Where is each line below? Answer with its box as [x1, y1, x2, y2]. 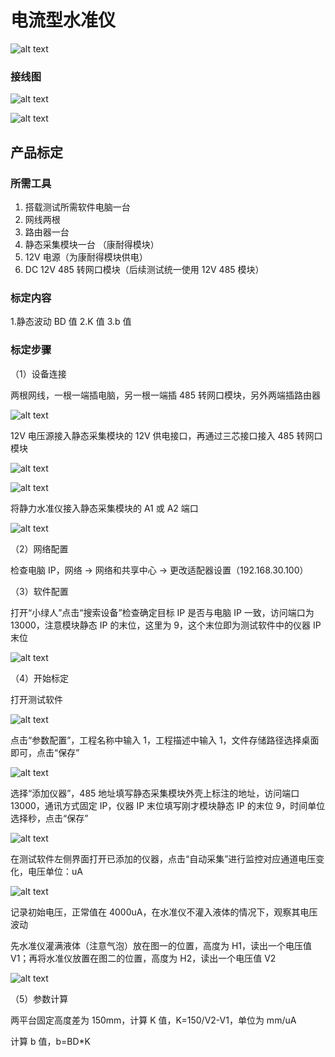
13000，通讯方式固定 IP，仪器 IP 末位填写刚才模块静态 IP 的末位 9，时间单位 [10, 799, 326, 811]
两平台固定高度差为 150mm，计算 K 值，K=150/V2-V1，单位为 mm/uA [10, 1014, 297, 1026]
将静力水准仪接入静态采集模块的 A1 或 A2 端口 [10, 502, 199, 514]
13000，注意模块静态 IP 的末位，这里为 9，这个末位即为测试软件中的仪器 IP [10, 619, 322, 631]
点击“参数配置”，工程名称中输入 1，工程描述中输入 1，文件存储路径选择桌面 [10, 734, 320, 746]
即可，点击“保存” [10, 746, 80, 758]
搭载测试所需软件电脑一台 [24, 201, 131, 213]
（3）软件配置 [10, 585, 69, 597]
